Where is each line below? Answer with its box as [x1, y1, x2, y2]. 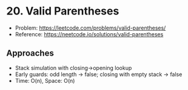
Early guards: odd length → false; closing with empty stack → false [15, 71, 183, 78]
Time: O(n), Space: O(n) [15, 77, 75, 84]
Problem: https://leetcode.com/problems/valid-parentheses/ [15, 24, 166, 31]
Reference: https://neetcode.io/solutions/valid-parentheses [15, 30, 164, 37]
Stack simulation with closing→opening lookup [15, 64, 132, 71]
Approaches [6, 48, 55, 59]
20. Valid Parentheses [6, 4, 119, 18]
